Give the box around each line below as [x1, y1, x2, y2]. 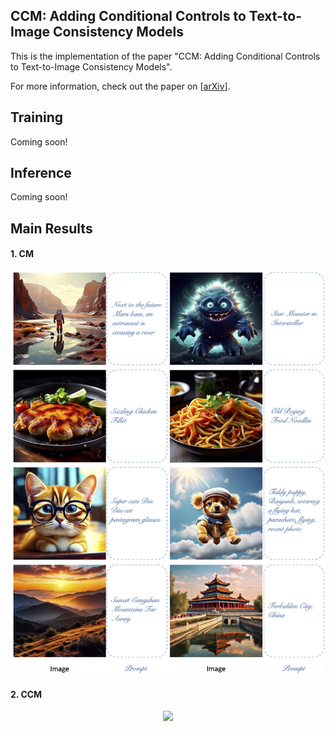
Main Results [10, 220, 93, 237]
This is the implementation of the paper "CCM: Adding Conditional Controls [10, 50, 321, 62]
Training [10, 109, 64, 126]
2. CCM [10, 688, 43, 700]
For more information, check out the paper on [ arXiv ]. [10, 80, 231, 92]
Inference [10, 165, 72, 182]
